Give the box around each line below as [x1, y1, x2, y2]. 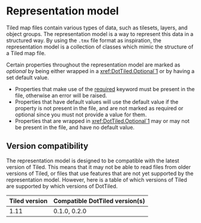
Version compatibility [6, 141, 89, 151]
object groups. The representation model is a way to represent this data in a [6, 30, 194, 37]
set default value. [6, 74, 49, 81]
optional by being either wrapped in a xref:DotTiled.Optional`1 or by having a [6, 67, 195, 74]
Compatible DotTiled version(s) [53, 197, 145, 205]
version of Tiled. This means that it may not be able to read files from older [6, 163, 191, 170]
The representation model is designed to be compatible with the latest [6, 157, 179, 164]
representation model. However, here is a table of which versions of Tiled [6, 176, 187, 183]
